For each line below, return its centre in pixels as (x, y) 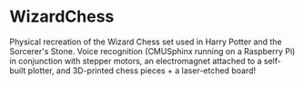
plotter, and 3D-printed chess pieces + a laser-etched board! (142, 71)
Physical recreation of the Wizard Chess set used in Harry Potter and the (146, 42)
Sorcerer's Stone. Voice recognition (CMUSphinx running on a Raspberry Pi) (152, 51)
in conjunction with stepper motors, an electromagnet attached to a (136, 61)
